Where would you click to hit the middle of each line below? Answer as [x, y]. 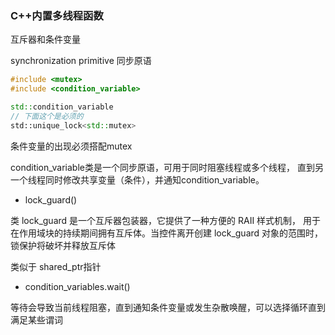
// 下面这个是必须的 [47, 116]
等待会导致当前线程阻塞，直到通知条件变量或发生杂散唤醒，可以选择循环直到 [168, 307]
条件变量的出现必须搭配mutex [71, 146]
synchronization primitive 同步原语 [81, 61]
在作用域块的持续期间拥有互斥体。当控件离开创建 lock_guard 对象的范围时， [167, 233]
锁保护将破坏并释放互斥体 [63, 245]
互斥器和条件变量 [45, 39]
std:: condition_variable [62, 107]
